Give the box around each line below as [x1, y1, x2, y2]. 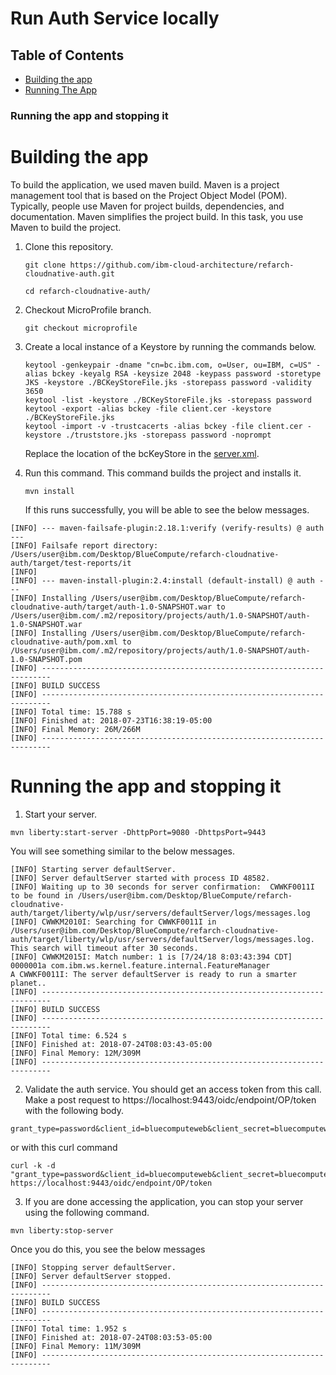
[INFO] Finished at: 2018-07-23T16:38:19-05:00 [10, 715, 213, 726]
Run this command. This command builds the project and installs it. [24, 467, 302, 479]
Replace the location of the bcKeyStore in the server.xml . [24, 447, 260, 459]
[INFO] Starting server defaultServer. [10, 864, 177, 874]
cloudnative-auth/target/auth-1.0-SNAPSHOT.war [10, 602, 213, 612]
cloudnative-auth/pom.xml [10, 637, 118, 647]
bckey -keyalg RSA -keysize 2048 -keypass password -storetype [51, 368, 322, 379]
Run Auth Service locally [10, 7, 220, 30]
